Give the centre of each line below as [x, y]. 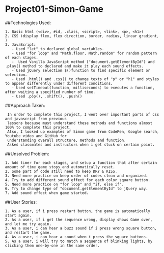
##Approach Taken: [25, 105]
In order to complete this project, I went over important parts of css [83, 114]
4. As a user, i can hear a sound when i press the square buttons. [77, 237]
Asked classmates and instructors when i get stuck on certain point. [81, 144]
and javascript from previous [36, 119]
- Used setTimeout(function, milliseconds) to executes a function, [83, 88]
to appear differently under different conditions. [59, 83]
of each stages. [22, 58]
